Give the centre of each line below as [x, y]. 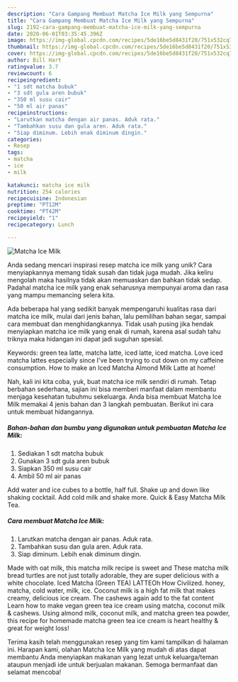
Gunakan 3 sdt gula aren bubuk [63, 461]
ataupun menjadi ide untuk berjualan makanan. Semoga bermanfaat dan [113, 664]
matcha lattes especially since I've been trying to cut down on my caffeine [116, 360]
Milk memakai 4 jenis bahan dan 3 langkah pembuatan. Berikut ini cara [110, 404]
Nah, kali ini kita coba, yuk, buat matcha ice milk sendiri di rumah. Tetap [112, 381]
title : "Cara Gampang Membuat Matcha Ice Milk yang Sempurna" [101, 21]
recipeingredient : [34, 80]
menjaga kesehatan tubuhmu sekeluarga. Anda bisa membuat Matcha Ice [114, 396]
